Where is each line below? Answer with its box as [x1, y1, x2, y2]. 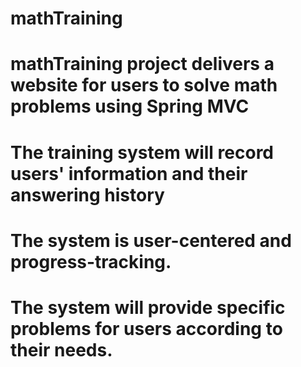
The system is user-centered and [10, 229, 292, 252]
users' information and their [10, 162, 248, 185]
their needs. [10, 338, 113, 361]
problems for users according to [10, 317, 283, 340]
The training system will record [10, 141, 274, 164]
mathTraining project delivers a [10, 53, 275, 76]
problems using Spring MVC [10, 95, 250, 118]
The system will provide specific [10, 296, 286, 319]
